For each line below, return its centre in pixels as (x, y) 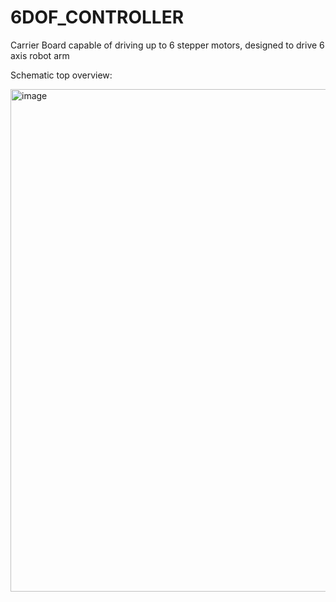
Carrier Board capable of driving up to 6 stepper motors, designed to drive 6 (167, 45)
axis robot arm (40, 55)
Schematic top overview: (61, 75)
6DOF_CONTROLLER (97, 17)
